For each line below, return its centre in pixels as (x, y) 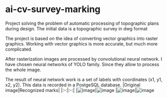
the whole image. (23, 70)
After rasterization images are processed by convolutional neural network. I (84, 59)
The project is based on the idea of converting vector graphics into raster (82, 38)
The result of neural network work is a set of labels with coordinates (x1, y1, (84, 79)
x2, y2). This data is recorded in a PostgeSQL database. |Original (73, 85)
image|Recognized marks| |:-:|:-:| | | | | (71, 90)
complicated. (19, 49)
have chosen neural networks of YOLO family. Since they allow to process (82, 64)
